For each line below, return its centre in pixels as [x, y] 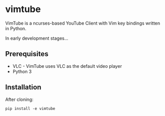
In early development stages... [37, 38]
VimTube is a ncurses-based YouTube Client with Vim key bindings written [83, 23]
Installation [23, 87]
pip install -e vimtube [30, 108]
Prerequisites [27, 54]
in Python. [16, 28]
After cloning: [19, 99]
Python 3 [22, 71]
